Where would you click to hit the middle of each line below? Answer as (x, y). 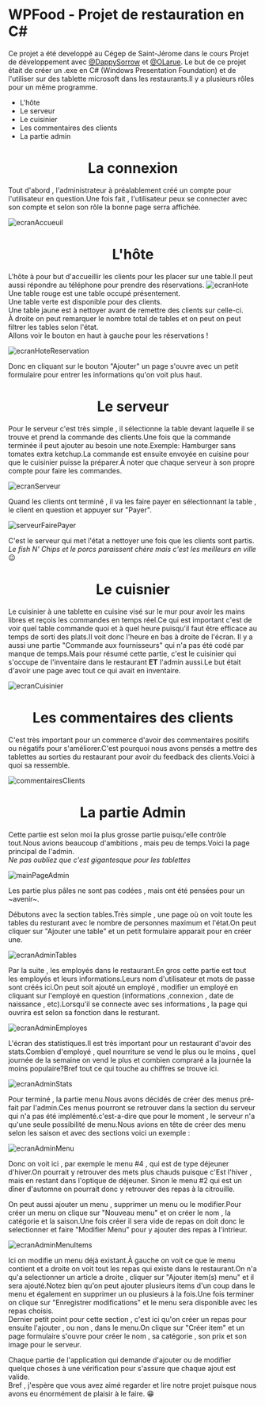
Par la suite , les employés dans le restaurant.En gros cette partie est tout (127, 970)
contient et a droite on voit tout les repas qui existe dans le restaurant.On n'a (132, 1268)
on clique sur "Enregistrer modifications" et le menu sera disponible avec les (133, 1302)
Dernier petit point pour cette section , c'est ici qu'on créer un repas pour (127, 1319)
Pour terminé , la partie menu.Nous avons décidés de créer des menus (123, 1099)
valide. (19, 1377)
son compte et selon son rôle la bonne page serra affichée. (104, 207)
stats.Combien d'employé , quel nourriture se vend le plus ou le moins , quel (132, 1052)
